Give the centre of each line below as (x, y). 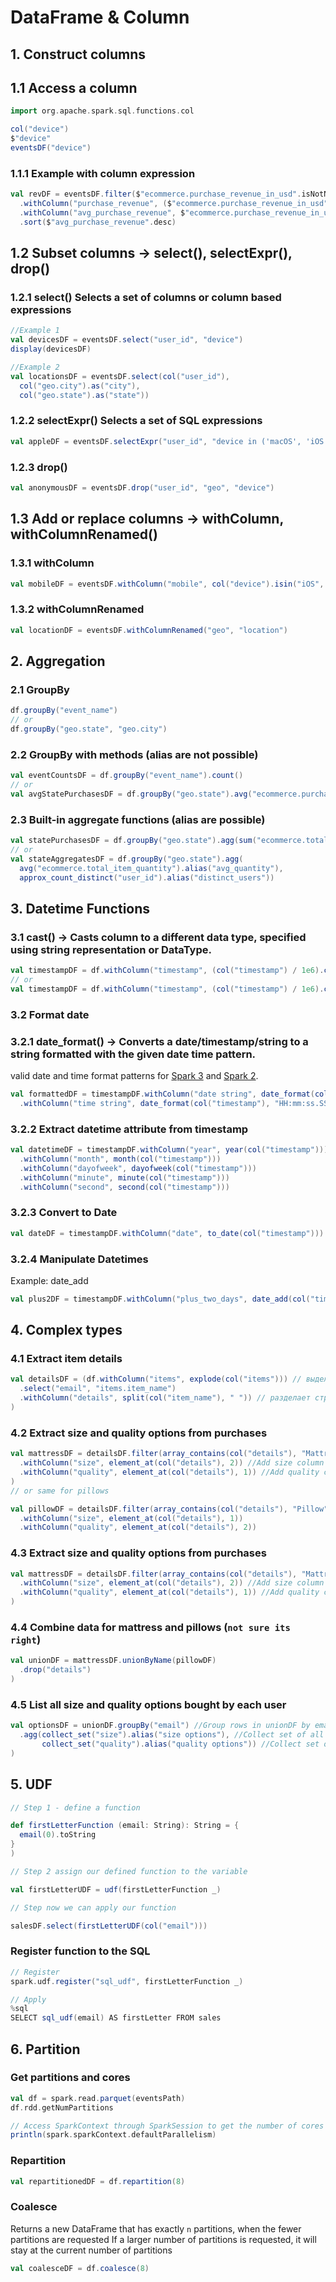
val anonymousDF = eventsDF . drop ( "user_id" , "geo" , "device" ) (142, 487)
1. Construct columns (78, 54)
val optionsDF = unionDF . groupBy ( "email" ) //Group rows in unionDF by (160, 1726)
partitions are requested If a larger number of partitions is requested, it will (163, 2239)
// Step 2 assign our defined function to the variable (129, 1871)
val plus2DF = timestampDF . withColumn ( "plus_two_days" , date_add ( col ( (160, 1299)
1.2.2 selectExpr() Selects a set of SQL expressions (136, 421)
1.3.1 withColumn (52, 563)
